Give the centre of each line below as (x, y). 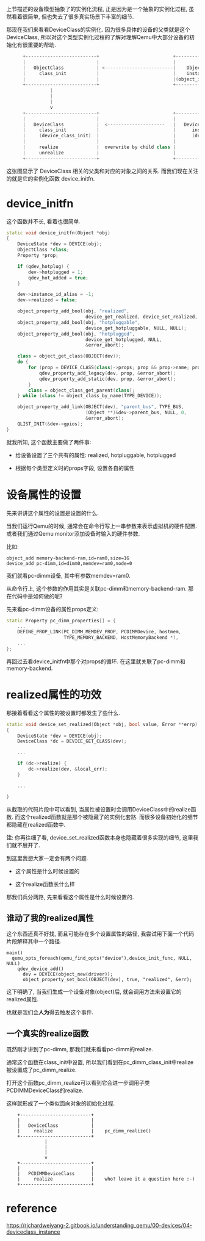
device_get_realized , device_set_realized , (142, 317)
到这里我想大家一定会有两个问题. (47, 858)
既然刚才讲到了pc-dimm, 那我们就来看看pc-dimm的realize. (80, 1049)
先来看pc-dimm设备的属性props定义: (52, 609)
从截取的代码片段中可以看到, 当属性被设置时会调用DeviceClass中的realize (99, 809)
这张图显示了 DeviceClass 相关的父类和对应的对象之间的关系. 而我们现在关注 (103, 171)
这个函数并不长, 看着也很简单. (44, 221)
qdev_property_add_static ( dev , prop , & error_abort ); (107, 379)
